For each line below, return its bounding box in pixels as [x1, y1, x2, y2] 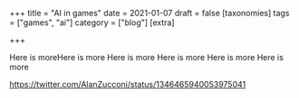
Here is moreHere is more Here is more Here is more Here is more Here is [9, 52, 284, 62]
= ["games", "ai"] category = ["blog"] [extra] [9, 17, 175, 28]
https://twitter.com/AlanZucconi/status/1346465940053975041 [9, 79, 246, 89]
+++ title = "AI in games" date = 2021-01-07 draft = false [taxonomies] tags [9, 8, 290, 18]
